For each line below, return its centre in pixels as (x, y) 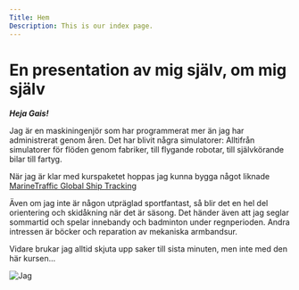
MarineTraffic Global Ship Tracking (73, 186)
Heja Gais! (29, 113)
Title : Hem (29, 17)
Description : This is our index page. (81, 26)
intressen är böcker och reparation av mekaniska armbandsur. (124, 232)
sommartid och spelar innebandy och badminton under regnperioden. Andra (149, 222)
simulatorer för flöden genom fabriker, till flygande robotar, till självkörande (147, 150)
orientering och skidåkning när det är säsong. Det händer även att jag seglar (149, 213)
